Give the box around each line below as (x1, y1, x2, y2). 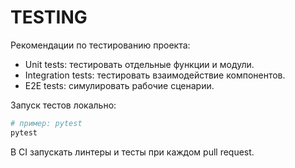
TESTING (10, 6, 88, 29)
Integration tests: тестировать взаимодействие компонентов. (24, 69, 286, 81)
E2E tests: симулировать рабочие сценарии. (24, 79, 215, 91)
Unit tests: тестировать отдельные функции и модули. (24, 58, 255, 70)
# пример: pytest (10, 118, 83, 128)
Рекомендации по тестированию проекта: (10, 39, 191, 51)
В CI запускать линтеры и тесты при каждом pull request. (10, 146, 255, 158)
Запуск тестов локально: (10, 99, 117, 111)
